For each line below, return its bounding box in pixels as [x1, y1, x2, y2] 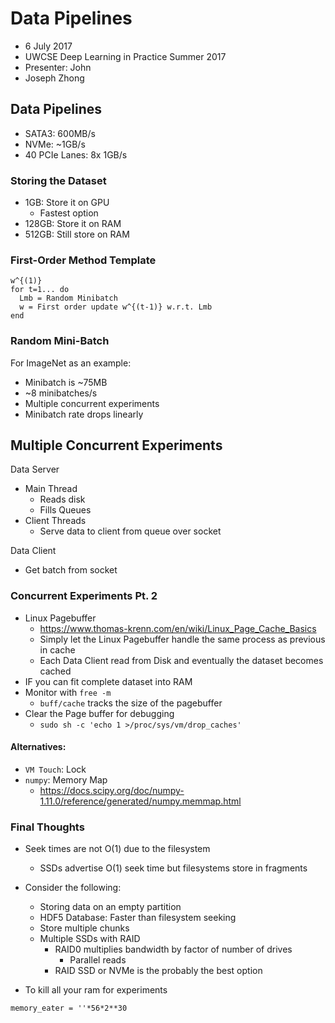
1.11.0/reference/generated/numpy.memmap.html [39, 795, 242, 807]
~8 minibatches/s [24, 387, 98, 399]
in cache [39, 643, 76, 656]
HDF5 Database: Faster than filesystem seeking [39, 912, 237, 924]
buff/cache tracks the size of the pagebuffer [39, 697, 223, 709]
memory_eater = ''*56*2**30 [10, 1003, 128, 1014]
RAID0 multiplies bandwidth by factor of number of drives [54, 943, 293, 956]
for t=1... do [10, 285, 70, 295]
